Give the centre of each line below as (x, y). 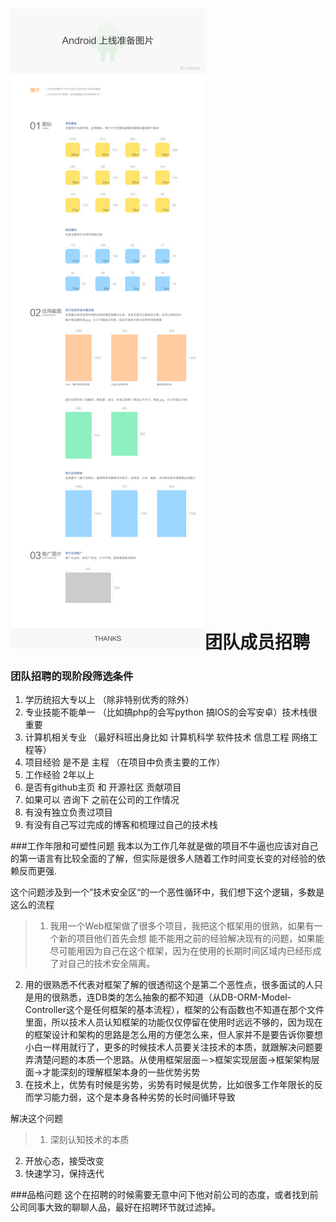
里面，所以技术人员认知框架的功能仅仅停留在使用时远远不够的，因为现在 (173, 1022)
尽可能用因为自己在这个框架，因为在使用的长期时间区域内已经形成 (185, 951)
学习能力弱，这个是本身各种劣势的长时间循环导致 (134, 1097)
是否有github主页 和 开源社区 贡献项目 (103, 787)
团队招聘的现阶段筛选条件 (72, 676)
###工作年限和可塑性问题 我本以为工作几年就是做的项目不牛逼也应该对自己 (164, 846)
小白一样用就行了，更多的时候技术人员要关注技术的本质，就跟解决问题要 (173, 1047)
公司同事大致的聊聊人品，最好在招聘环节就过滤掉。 (115, 1207)
